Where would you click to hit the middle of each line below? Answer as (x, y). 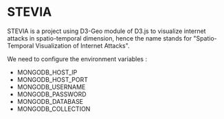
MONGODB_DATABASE (50, 101)
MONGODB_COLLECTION (54, 109)
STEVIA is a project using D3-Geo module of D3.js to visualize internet (107, 31)
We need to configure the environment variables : (77, 58)
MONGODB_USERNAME (51, 87)
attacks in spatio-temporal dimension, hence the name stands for (100, 38)
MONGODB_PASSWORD (52, 94)
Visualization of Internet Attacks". (82, 45)
